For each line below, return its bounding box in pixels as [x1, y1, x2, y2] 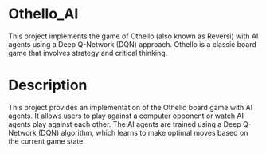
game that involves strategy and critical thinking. [8, 48, 168, 57]
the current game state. [8, 136, 86, 146]
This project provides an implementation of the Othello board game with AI [8, 102, 253, 112]
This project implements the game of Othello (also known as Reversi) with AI [8, 31, 259, 41]
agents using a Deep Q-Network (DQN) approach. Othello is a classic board [8, 39, 257, 49]
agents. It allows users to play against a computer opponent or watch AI [8, 111, 244, 120]
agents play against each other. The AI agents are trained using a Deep [8, 119, 241, 128]
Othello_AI [8, 5, 79, 23]
